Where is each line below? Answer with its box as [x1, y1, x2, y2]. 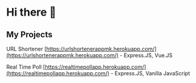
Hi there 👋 [6, 5, 56, 19]
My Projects [6, 29, 53, 40]
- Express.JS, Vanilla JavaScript [111, 70, 191, 77]
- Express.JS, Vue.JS [120, 52, 173, 59]
